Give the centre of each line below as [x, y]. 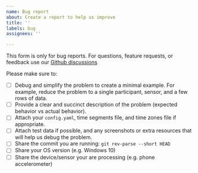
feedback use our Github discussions [52, 62]
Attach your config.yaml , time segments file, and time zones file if [95, 118]
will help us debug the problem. [53, 137]
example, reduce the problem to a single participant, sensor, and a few [101, 92]
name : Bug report [28, 12]
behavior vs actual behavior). [51, 111]
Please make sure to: [32, 74]
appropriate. [30, 124]
